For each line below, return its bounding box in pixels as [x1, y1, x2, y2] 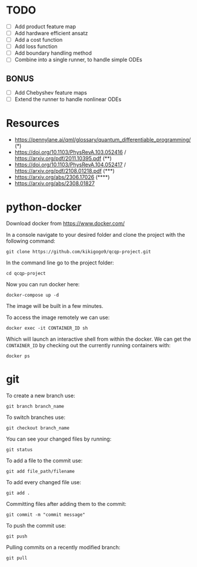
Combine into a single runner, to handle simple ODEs [14, 56, 142, 63]
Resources [6, 117, 60, 130]
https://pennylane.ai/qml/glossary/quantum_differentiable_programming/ [14, 136, 191, 143]
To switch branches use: [6, 414, 66, 421]
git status [6, 447, 33, 453]
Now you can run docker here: [6, 281, 80, 288]
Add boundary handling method [14, 49, 92, 56]
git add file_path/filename [6, 468, 75, 475]
